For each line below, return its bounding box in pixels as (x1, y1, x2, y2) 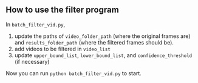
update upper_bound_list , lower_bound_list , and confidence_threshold (14, 51, 193, 59)
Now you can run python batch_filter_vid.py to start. (5, 69, 142, 77)
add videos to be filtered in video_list (14, 45, 111, 52)
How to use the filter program (5, 5, 119, 15)
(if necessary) (14, 58, 50, 65)
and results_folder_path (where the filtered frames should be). (14, 38, 174, 46)
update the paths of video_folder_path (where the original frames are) (14, 32, 191, 40)
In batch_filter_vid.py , (5, 20, 66, 28)
